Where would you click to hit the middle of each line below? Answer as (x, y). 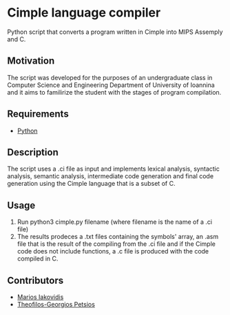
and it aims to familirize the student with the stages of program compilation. (114, 92)
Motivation (31, 61)
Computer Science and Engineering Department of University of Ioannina (111, 85)
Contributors (35, 280)
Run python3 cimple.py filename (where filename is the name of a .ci (114, 222)
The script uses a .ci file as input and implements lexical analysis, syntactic (114, 169)
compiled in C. (38, 259)
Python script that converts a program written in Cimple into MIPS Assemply (115, 32)
